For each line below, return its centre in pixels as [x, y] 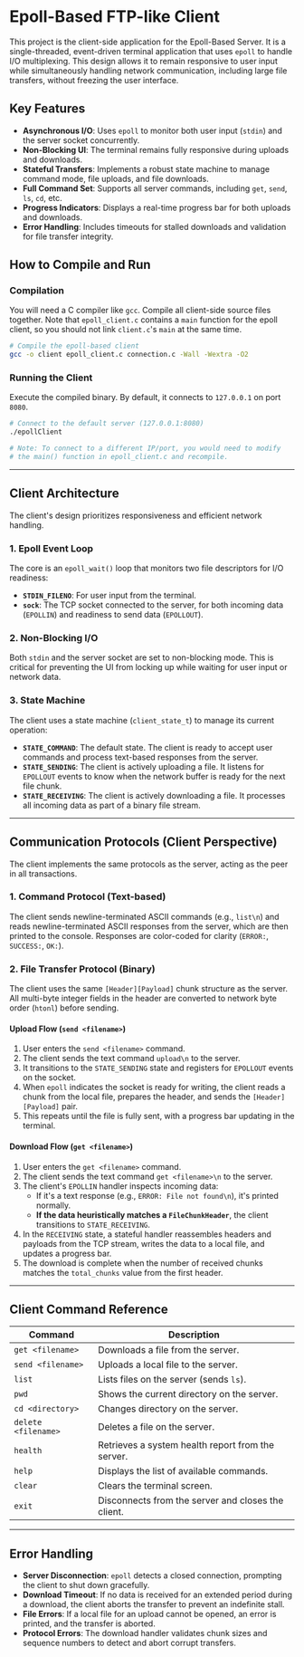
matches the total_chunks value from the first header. [123, 1272]
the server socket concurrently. [81, 140]
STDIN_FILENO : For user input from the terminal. [109, 596]
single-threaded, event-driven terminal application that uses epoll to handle [151, 51]
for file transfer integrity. [68, 236]
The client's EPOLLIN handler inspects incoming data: [120, 1186]
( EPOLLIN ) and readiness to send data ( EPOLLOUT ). [113, 615]
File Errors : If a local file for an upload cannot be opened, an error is [149, 1614]
